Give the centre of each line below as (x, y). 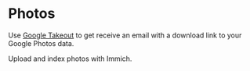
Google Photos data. (41, 43)
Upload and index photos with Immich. (70, 59)
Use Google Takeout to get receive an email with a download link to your (125, 35)
